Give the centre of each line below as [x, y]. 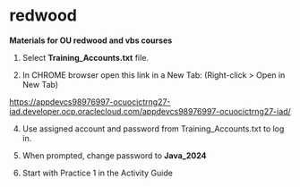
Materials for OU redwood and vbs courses [91, 40]
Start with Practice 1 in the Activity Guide [97, 173]
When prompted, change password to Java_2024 [115, 155]
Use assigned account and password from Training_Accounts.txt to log [153, 128]
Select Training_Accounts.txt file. [86, 57]
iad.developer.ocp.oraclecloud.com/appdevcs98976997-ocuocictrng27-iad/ [150, 111]
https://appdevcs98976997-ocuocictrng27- [90, 102]
